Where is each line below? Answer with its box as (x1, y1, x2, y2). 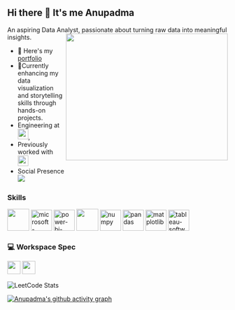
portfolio (17, 54, 42, 62)
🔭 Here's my (17, 46, 53, 55)
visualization (17, 83, 54, 92)
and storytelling (17, 91, 63, 99)
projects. (17, 113, 43, 122)
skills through (17, 99, 57, 107)
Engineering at (17, 120, 60, 129)
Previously (17, 140, 48, 148)
